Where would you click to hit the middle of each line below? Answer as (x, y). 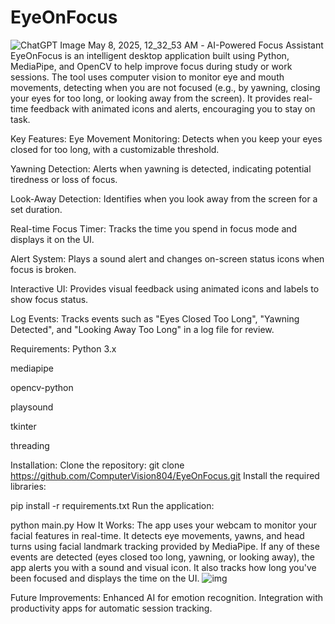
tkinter (23, 426)
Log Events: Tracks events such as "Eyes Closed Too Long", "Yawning (155, 318)
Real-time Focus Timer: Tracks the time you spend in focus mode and (154, 228)
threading (30, 445)
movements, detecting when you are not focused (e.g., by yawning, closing (165, 87)
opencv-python (42, 387)
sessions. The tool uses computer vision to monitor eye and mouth (147, 77)
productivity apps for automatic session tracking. (111, 608)
